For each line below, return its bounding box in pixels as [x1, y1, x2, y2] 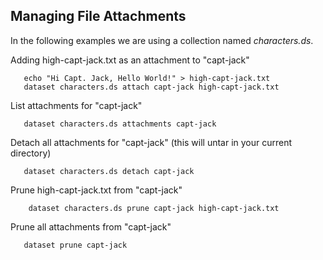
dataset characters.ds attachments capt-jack [23, 119, 217, 129]
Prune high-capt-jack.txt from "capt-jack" [10, 184, 183, 196]
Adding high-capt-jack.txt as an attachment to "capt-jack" [10, 54, 250, 66]
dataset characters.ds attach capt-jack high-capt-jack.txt [23, 82, 280, 92]
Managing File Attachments [10, 8, 187, 25]
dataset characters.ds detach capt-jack [23, 166, 195, 176]
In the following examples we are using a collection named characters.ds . [10, 34, 314, 46]
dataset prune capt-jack [23, 240, 128, 250]
